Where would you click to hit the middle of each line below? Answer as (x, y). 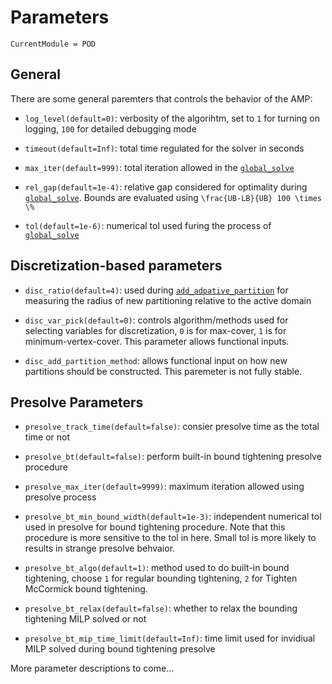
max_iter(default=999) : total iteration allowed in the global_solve (159, 167)
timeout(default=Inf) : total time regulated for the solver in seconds (164, 148)
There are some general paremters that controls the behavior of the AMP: (161, 98)
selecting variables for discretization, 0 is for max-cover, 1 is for (155, 330)
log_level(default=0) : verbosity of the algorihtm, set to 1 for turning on (172, 118)
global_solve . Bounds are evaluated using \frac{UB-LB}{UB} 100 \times (173, 197)
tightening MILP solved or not (85, 619)
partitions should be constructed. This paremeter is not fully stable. (163, 371)
